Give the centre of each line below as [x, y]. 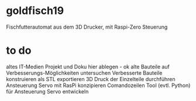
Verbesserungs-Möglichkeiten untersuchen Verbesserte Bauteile [84, 73]
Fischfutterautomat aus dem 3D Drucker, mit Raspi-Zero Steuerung [87, 27]
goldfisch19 [35, 11]
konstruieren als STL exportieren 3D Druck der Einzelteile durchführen [91, 79]
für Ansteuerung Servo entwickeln [47, 91]
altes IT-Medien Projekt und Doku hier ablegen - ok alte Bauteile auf [88, 67]
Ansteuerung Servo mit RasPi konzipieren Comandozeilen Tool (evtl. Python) [98, 85]
